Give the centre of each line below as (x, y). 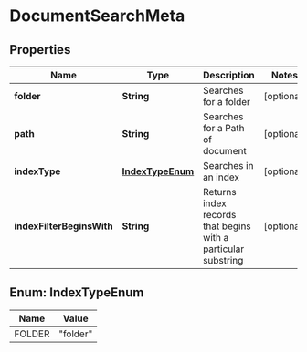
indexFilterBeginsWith (64, 226)
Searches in (228, 166)
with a (216, 238)
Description (229, 75)
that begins (227, 226)
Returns (219, 192)
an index (221, 177)
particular (223, 249)
